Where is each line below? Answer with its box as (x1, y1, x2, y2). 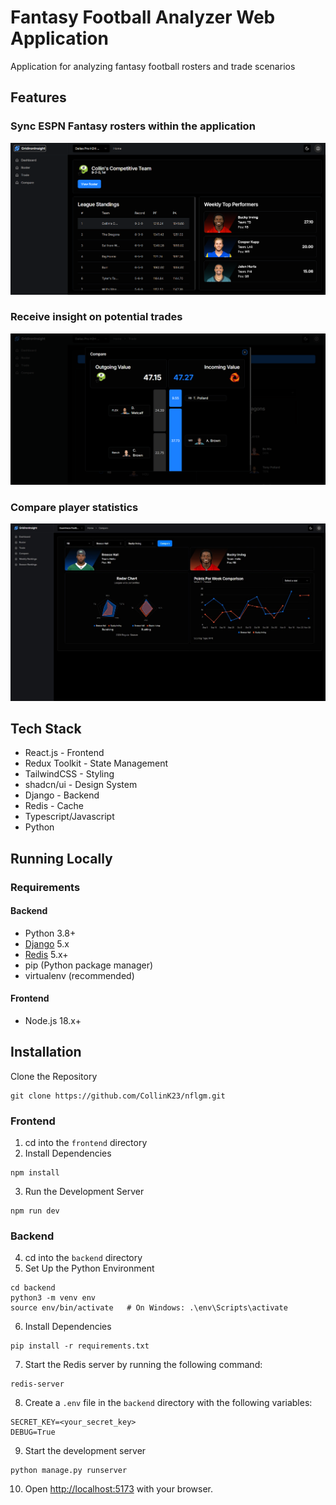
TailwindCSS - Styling (24, 768, 115, 780)
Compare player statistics (10, 500, 139, 514)
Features (10, 89, 67, 106)
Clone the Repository (10, 1070, 98, 1082)
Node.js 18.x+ (24, 1015, 82, 1027)
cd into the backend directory (24, 1252, 143, 1264)
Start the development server (24, 1445, 147, 1457)
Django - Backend (24, 789, 100, 801)
